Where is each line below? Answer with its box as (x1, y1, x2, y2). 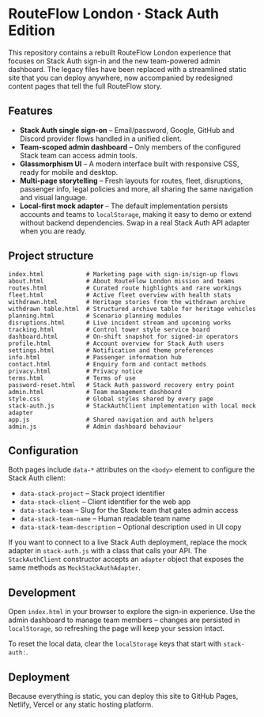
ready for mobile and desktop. (19, 167, 119, 176)
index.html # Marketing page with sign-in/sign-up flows (8, 270, 239, 278)
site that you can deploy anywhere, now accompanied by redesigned (8, 73, 233, 82)
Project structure (8, 249, 94, 263)
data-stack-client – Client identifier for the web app (19, 497, 191, 506)
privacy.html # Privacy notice (8, 367, 144, 375)
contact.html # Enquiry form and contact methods (8, 360, 207, 368)
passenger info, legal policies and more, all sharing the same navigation (19, 184, 254, 194)
